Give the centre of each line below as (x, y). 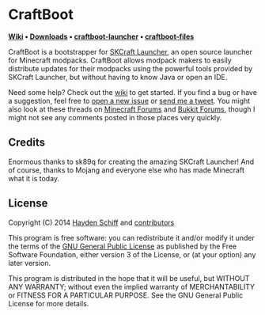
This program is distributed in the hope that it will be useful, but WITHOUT (129, 278)
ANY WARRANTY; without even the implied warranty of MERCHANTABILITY (132, 287)
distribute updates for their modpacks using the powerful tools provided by (131, 68)
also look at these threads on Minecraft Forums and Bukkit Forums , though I (132, 109)
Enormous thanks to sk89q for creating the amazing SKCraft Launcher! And (131, 161)
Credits (27, 143)
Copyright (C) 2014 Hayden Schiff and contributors (91, 222)
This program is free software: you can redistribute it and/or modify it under (131, 237)
